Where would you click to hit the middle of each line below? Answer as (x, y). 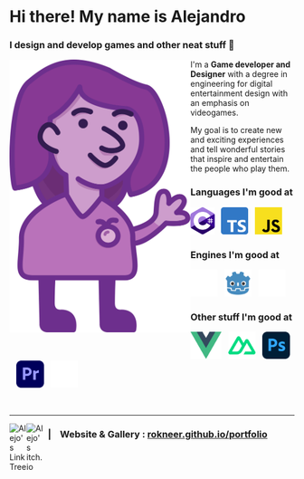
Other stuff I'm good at (241, 317)
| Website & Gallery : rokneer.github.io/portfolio (158, 435)
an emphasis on (220, 103)
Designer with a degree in (239, 74)
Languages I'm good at (242, 192)
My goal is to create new (236, 130)
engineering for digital (232, 84)
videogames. (214, 113)
